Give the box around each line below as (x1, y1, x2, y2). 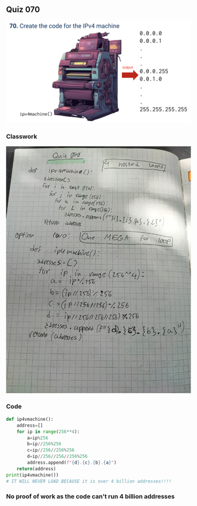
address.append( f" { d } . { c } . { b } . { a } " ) (27, 460, 117, 466)
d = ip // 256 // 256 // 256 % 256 (27, 454, 88, 460)
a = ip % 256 (27, 435, 49, 441)
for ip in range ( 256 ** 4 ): (16, 428, 80, 434)
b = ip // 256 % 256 (27, 441, 62, 447)
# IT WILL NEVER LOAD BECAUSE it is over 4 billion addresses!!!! (6, 478, 172, 484)
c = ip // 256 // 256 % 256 (27, 447, 75, 453)
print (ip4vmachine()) (6, 472, 59, 478)
